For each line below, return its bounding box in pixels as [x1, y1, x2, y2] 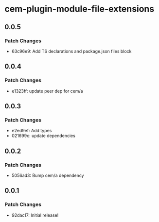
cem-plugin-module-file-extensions [4, 3, 155, 15]
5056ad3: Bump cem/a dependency [11, 172, 84, 178]
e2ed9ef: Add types [11, 128, 52, 134]
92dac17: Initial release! [11, 212, 59, 218]
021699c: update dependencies [11, 133, 76, 139]
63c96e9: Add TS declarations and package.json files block [11, 48, 132, 54]
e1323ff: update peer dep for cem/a [11, 88, 83, 94]
